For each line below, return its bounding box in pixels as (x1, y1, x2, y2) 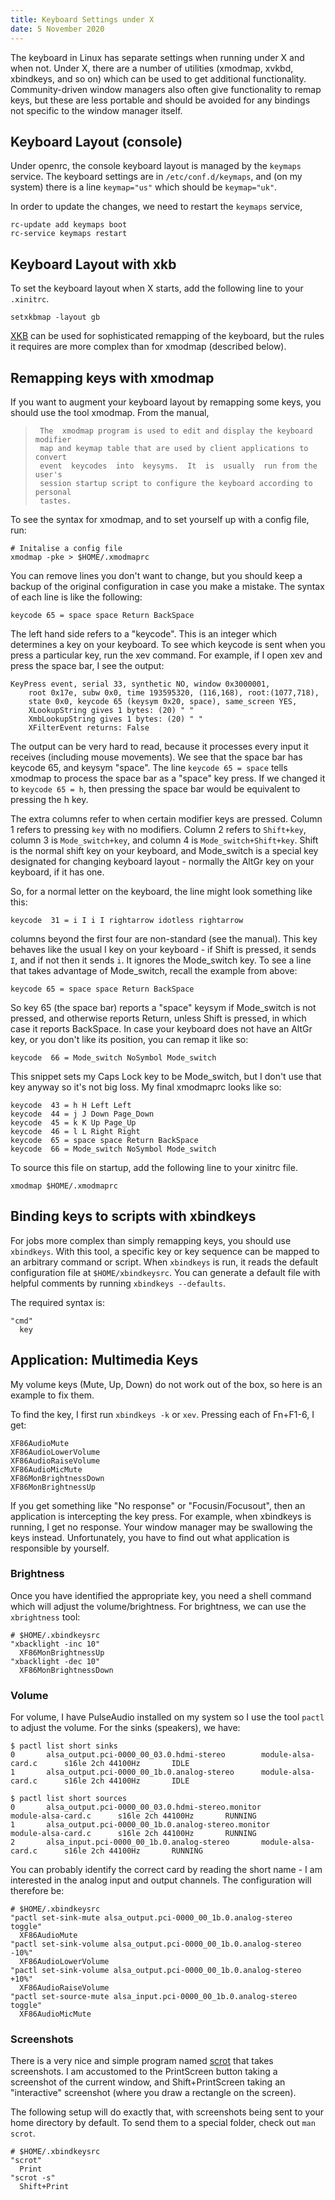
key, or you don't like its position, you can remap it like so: (10, 1033, 249, 1045)
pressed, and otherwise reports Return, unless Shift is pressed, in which (10, 1012, 307, 1024)
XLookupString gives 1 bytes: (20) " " (28, 705, 195, 715)
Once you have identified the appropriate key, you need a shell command (10, 1589, 312, 1601)
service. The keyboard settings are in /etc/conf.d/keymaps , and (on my (10, 171, 303, 183)
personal (34, 487, 72, 497)
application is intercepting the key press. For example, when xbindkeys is (10, 1510, 312, 1522)
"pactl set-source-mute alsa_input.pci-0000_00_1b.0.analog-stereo (10, 1992, 298, 2002)
